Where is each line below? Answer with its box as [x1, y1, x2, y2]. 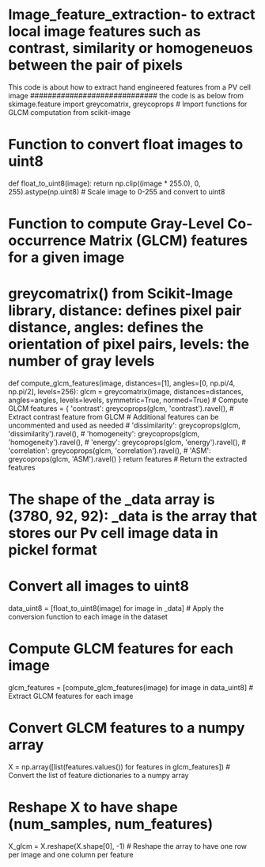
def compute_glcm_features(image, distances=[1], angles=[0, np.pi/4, [8, 378, 236, 388]
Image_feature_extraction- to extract [8, 6, 256, 24]
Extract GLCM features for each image [8, 692, 134, 701]
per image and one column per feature [8, 850, 134, 859]
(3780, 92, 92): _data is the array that [8, 508, 258, 525]
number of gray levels [8, 352, 155, 370]
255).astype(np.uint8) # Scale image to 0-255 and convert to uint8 [8, 186, 225, 196]
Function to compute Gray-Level [8, 215, 225, 233]
